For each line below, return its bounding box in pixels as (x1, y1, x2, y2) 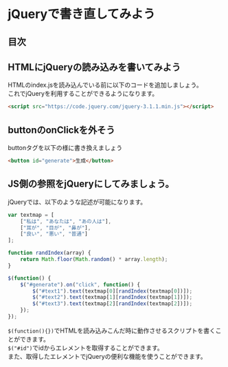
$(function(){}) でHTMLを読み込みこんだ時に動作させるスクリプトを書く (8, 326, 216, 335)
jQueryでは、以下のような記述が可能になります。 (8, 198, 147, 206)
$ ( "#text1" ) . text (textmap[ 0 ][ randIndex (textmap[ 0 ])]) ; (32, 287, 193, 295)
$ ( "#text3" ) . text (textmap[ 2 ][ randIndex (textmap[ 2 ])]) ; (32, 300, 193, 307)
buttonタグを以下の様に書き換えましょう (8, 144, 123, 152)
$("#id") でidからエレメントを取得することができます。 (8, 344, 163, 352)
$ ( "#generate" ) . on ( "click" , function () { (20, 281, 140, 288)
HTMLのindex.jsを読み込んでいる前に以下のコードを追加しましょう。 (8, 81, 203, 90)
